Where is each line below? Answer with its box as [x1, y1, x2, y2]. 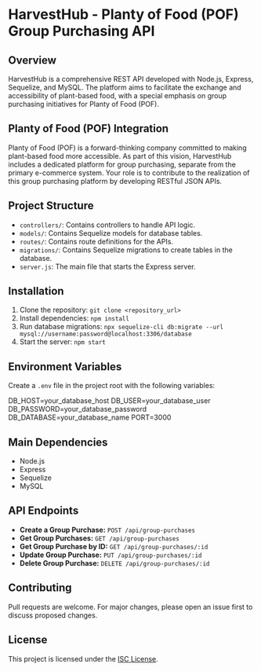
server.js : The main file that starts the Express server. [19, 262, 196, 271]
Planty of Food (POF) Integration [8, 122, 169, 135]
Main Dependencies [8, 435, 108, 449]
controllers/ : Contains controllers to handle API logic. [19, 220, 196, 229]
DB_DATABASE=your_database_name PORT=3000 [8, 412, 172, 422]
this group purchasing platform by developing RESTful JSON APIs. [8, 176, 222, 185]
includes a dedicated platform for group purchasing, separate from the [8, 159, 237, 169]
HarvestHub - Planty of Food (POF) [8, 5, 239, 24]
